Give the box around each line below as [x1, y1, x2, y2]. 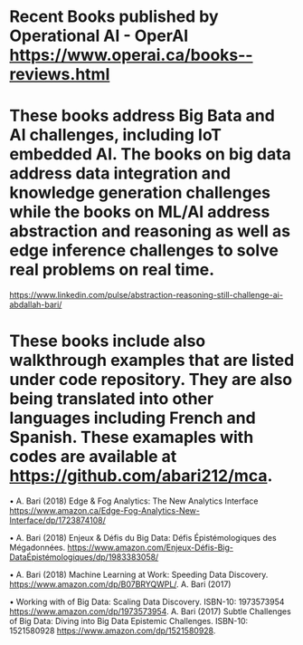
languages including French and [9, 408, 256, 428]
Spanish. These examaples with [9, 428, 254, 448]
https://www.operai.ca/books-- [9, 45, 253, 65]
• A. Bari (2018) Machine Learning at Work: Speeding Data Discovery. [9, 569, 269, 581]
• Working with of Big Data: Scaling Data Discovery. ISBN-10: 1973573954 [9, 596, 285, 608]
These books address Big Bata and [9, 106, 276, 126]
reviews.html [9, 64, 110, 85]
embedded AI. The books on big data [9, 144, 292, 165]
